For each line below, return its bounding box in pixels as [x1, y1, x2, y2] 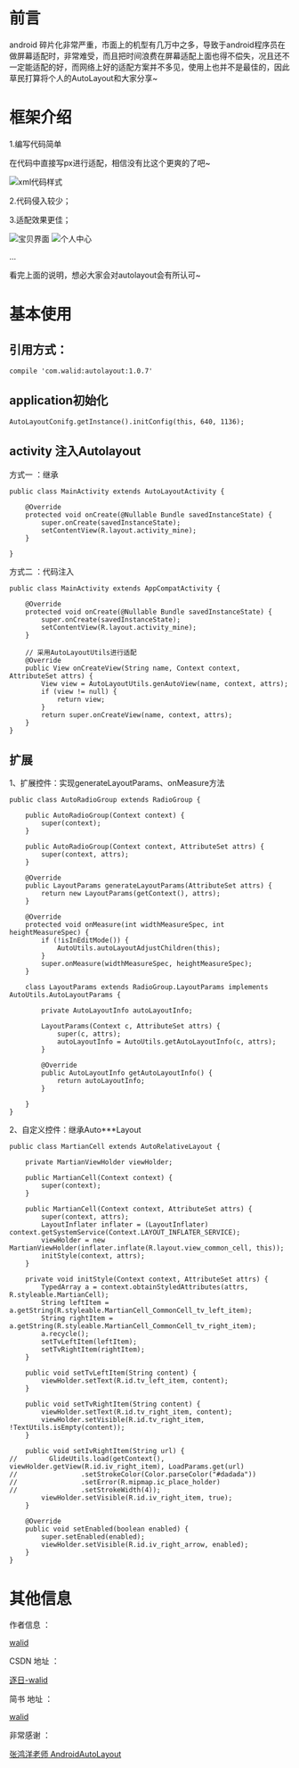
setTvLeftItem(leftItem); [41, 1337, 138, 1347]
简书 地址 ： [9, 1694, 53, 1705]
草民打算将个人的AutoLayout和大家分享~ [9, 72, 158, 83]
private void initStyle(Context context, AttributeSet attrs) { [25, 1275, 269, 1285]
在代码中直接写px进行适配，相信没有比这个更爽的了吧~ [9, 157, 211, 168]
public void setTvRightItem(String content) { [25, 1400, 201, 1409]
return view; [56, 695, 105, 704]
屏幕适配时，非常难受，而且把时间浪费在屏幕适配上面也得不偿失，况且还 [16, 50, 282, 61]
